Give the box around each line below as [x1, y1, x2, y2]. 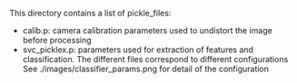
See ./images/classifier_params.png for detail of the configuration [22, 63, 270, 74]
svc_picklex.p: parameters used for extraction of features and [22, 44, 254, 55]
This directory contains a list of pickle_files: [9, 8, 172, 18]
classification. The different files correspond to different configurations [22, 54, 289, 64]
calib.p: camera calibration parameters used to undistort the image [22, 25, 272, 35]
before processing [22, 35, 93, 45]
